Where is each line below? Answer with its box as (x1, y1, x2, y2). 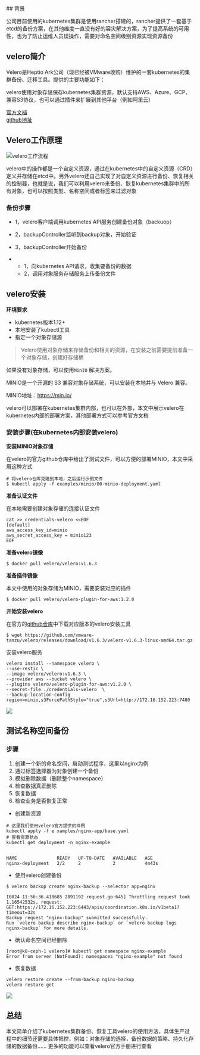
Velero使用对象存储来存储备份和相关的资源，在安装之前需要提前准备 (20, 346, 188, 353)
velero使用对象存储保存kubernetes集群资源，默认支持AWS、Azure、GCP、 (6, 88, 191, 95)
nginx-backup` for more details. (6, 925, 89, 931)
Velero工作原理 (6, 135, 62, 145)
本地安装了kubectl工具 (14, 326, 70, 333)
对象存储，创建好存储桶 (26, 353, 84, 360)
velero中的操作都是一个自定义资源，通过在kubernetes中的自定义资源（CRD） (6, 164, 193, 172)
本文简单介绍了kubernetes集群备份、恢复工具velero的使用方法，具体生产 (6, 1028, 185, 1035)
